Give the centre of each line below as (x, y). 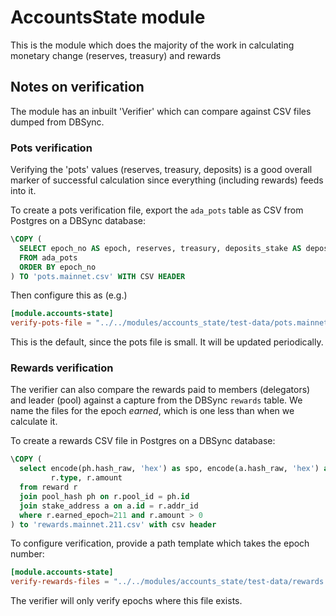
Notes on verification (77, 87)
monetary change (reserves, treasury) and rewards (116, 55)
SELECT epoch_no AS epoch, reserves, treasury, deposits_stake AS (160, 248)
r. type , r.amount (86, 478)
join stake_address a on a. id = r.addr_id (109, 506)
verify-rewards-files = (60, 582)
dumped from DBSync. (57, 122)
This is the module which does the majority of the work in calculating (152, 45)
